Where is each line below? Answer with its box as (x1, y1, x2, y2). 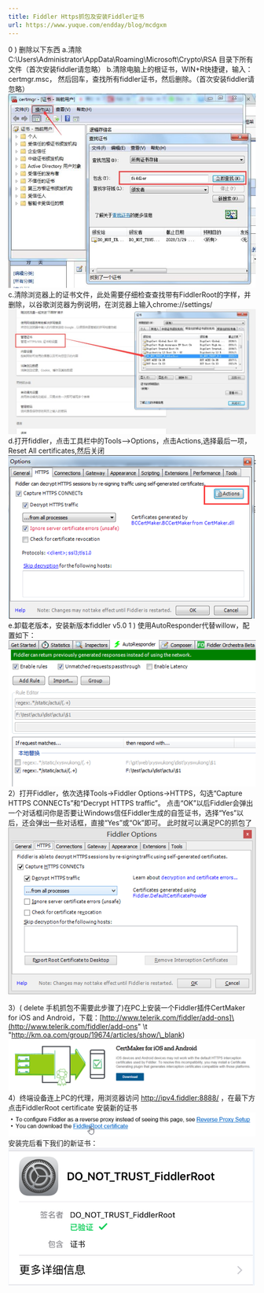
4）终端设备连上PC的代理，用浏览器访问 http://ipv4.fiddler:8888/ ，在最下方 (8, 1093, 255, 1102)
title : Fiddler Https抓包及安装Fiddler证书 (8, 13, 145, 20)
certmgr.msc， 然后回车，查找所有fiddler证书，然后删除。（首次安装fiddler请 (8, 74, 255, 83)
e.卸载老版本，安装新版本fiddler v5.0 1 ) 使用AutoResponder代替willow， (8, 621, 244, 630)
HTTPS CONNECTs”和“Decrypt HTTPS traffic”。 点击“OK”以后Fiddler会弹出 (8, 798, 254, 807)
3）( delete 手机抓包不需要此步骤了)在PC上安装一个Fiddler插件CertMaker (8, 1003, 246, 1013)
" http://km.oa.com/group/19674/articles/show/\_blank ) (8, 1030, 185, 1039)
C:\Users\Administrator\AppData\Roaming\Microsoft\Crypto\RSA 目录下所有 (8, 54, 254, 64)
